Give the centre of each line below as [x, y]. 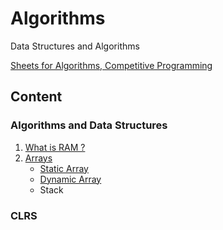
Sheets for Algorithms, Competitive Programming [111, 65]
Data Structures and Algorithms [75, 46]
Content [36, 97]
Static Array [64, 168]
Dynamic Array [70, 179]
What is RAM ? [55, 147]
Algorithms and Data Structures [89, 125]
